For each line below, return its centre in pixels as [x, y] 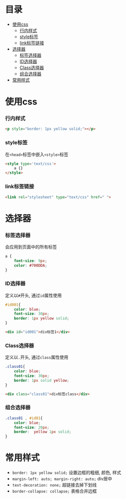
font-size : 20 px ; [32, 427]
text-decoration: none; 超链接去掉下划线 [54, 485]
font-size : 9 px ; [31, 261]
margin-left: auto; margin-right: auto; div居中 [62, 479]
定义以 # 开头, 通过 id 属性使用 [33, 295]
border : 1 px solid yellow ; [42, 380]
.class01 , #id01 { [24, 418]
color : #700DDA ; [31, 265]
